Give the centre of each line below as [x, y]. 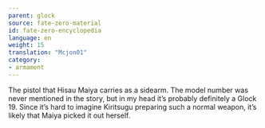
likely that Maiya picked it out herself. [69, 115]
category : [25, 60]
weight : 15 [26, 45]
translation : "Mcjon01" [48, 52]
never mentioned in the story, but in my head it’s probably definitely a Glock [132, 98]
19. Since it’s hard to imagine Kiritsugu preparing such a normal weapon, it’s [132, 107]
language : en [30, 38]
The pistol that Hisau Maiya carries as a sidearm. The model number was [129, 90]
